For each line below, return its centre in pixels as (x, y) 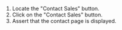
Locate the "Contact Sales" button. (56, 9)
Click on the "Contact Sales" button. (57, 15)
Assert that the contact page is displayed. (64, 21)
